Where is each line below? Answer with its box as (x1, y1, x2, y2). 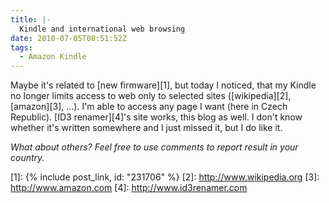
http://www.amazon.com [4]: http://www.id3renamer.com (10, 182, 248, 194)
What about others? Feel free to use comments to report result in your (10, 141, 299, 153)
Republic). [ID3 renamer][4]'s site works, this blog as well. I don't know (10, 111, 303, 123)
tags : (10, 42, 33, 53)
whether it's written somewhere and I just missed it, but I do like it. (10, 122, 283, 134)
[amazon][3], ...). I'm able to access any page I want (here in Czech (10, 101, 288, 113)
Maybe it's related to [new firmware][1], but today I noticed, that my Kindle (10, 79, 317, 91)
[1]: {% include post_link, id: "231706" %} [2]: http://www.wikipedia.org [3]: (10, 171, 320, 183)
